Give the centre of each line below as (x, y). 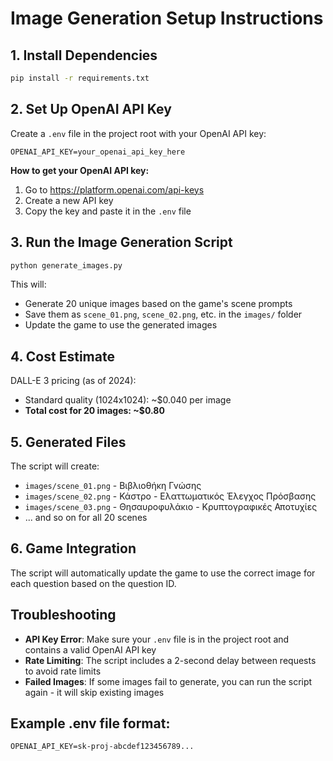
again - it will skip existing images (94, 692)
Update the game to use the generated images (121, 325)
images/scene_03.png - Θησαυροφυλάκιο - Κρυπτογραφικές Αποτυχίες (171, 506)
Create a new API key (69, 200)
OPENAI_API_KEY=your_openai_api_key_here (98, 152)
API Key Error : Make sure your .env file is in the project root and (157, 639)
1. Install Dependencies (84, 55)
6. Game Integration (73, 548)
